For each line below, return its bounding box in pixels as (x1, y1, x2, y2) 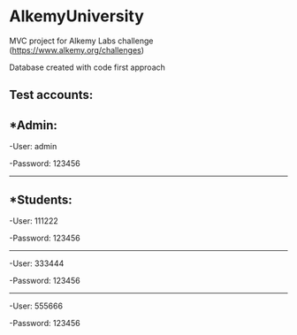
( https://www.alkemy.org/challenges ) (9, 44, 144, 55)
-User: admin (9, 141, 57, 152)
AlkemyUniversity (9, 6, 144, 27)
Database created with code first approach (9, 62, 166, 72)
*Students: (9, 192, 72, 207)
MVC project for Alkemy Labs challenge (9, 35, 154, 46)
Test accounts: (9, 88, 94, 103)
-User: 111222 (9, 215, 59, 226)
